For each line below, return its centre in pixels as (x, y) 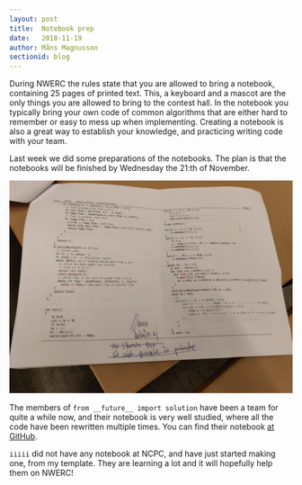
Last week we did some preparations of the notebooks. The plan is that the (148, 158)
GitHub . (23, 436)
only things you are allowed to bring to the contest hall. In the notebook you (149, 103)
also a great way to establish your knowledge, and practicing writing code (146, 131)
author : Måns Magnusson (54, 48)
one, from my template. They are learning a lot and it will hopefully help (141, 463)
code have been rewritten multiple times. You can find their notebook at (142, 427)
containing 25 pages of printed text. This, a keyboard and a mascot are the (147, 94)
